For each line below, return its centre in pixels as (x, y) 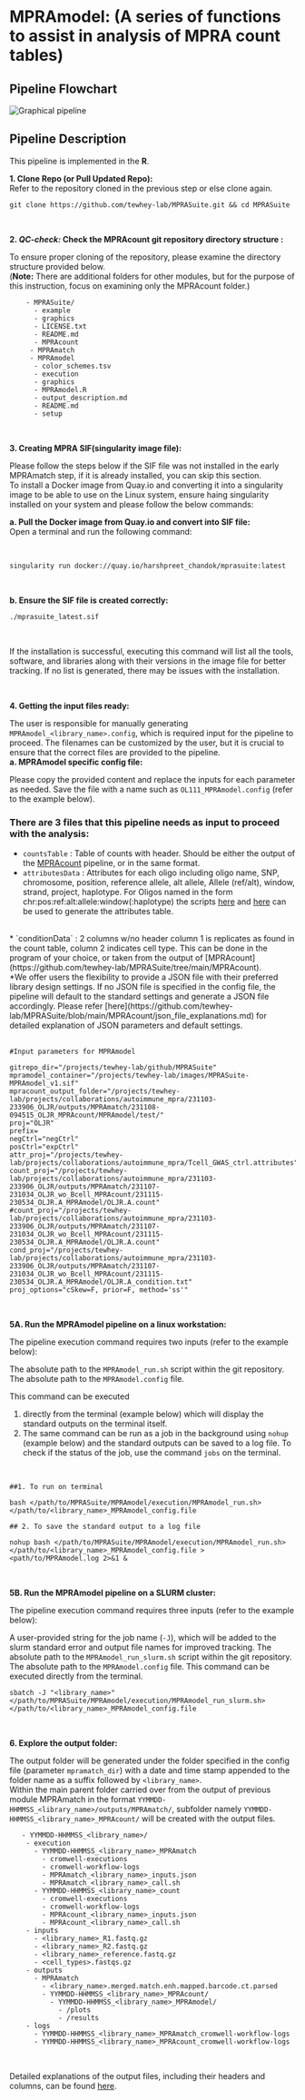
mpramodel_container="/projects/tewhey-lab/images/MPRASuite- (129, 1076)
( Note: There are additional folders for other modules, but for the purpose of (152, 276)
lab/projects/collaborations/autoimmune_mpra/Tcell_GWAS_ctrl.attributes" (154, 1163)
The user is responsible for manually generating (99, 723)
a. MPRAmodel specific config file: (76, 762)
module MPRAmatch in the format (73, 1799)
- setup (48, 414)
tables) (36, 55)
